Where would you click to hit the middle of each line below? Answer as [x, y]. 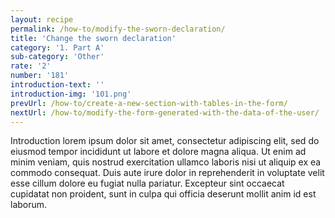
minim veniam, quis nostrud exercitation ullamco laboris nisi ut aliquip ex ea [166, 162]
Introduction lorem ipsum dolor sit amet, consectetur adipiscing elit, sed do [165, 141]
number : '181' [40, 76]
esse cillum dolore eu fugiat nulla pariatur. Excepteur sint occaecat [147, 183]
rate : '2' [31, 66]
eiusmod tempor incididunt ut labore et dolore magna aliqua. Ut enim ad [158, 152]
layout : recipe [42, 19]
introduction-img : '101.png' [71, 94]
